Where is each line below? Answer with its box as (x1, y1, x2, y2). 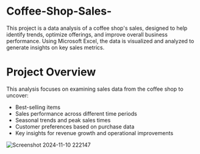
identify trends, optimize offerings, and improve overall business (6, 30, 168, 38)
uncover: (6, 91, 29, 99)
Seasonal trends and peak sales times (15, 116, 111, 124)
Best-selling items (15, 103, 61, 111)
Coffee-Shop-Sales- (6, 4, 112, 18)
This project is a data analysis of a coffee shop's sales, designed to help (6, 24, 188, 32)
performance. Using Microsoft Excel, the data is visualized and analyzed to (6, 37, 195, 44)
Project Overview (6, 65, 96, 79)
